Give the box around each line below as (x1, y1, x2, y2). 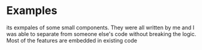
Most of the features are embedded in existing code (6, 37, 138, 44)
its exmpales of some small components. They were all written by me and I (6, 24, 195, 31)
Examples (6, 4, 58, 18)
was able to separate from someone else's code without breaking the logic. (6, 30, 196, 37)
